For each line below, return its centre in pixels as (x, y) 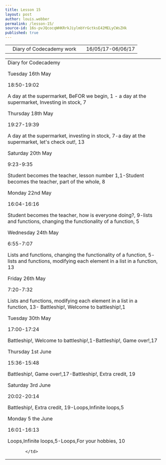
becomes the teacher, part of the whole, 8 (56, 182)
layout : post (19, 14)
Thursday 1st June (30, 352)
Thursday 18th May (30, 113)
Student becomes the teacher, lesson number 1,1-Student (76, 175)
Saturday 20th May (30, 153)
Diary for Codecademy (34, 63)
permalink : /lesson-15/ (30, 24)
